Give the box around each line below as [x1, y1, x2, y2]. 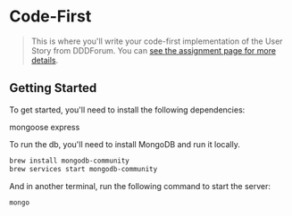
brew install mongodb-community [9, 156, 129, 165]
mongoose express [9, 121, 80, 132]
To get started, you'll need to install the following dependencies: [9, 104, 246, 115]
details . [30, 54, 59, 65]
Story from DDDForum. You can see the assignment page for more [30, 45, 277, 55]
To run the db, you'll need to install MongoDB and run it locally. [9, 138, 241, 149]
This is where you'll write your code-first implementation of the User [30, 36, 283, 46]
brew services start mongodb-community [9, 164, 158, 173]
